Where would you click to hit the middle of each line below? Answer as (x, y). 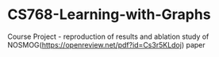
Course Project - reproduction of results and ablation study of (108, 36)
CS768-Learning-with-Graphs (109, 15)
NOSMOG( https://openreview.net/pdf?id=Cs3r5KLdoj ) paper (106, 44)
